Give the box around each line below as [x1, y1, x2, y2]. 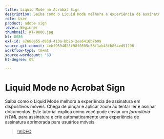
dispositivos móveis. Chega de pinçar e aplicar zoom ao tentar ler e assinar [5, 103, 156, 110]
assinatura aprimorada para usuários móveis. [5, 119, 96, 125]
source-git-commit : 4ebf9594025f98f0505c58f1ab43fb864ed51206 [5, 43, 134, 48]
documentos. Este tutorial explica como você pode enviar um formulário [5, 109, 150, 115]
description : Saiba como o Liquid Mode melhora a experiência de [5, 12, 141, 17]
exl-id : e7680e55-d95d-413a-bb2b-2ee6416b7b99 [5, 39, 102, 44]
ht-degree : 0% [5, 57, 34, 62]
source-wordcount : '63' [5, 52, 54, 58]
